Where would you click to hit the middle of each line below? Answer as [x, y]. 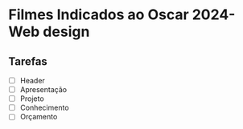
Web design [49, 32]
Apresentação [43, 90]
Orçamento [39, 117]
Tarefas [28, 61]
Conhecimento [45, 108]
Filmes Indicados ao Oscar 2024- [122, 15]
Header [33, 81]
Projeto [32, 99]
